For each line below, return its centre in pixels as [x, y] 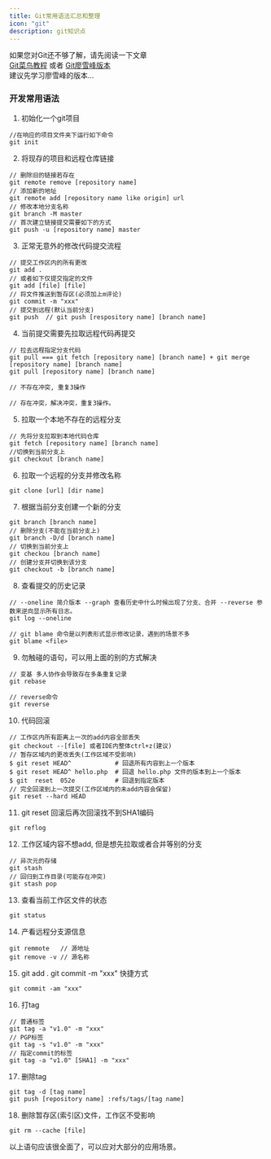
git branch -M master [46, 214]
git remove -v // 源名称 [50, 957]
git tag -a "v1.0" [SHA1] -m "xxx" [70, 1060]
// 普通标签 [27, 1021]
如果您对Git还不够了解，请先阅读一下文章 [78, 55]
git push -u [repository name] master [75, 230]
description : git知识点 [48, 31]
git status [28, 915]
